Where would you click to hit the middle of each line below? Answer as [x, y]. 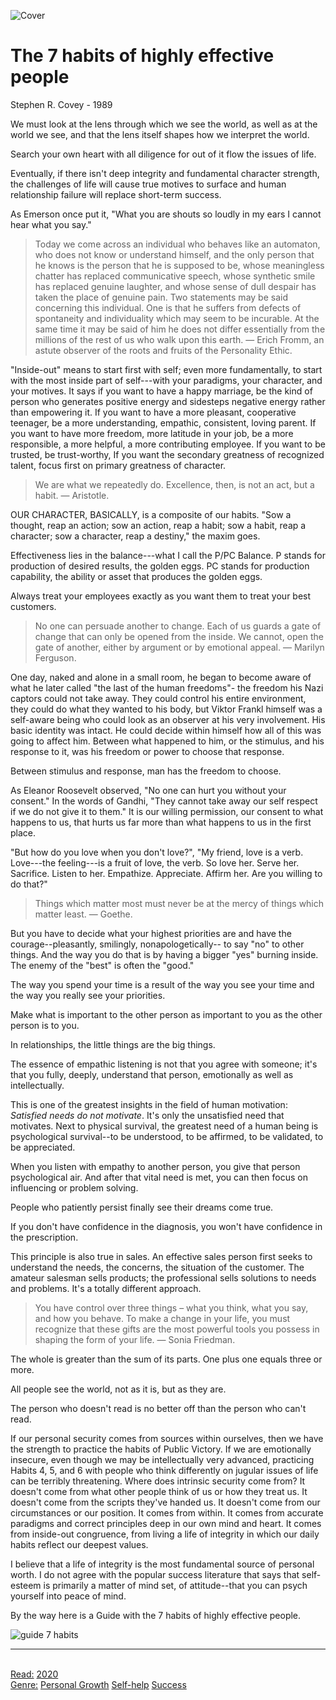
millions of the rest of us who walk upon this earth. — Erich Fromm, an [179, 339]
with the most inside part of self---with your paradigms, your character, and [166, 380]
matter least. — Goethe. [83, 914]
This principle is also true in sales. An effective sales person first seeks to [161, 1256]
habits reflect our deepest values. [79, 1544]
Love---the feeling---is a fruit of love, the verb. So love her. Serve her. [155, 862]
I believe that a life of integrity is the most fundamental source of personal [162, 1564]
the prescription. [44, 1237]
